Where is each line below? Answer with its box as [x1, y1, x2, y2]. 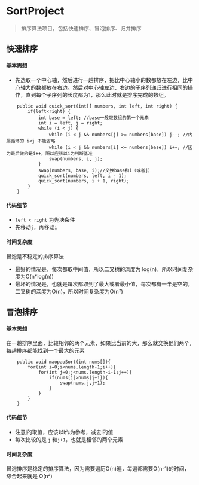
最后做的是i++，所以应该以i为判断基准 [10, 151, 93, 157]
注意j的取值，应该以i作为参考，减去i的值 [14, 428, 114, 435]
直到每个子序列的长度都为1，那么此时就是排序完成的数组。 [25, 91, 169, 98]
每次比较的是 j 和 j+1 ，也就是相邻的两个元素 [14, 435, 124, 443]
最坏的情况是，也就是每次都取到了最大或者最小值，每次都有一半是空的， [14, 280, 193, 288]
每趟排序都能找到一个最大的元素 [6, 347, 85, 354]
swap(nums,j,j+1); [59, 380, 106, 386]
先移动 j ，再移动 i [14, 223, 58, 231]
